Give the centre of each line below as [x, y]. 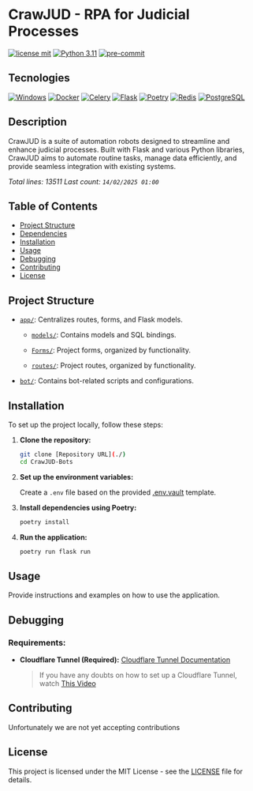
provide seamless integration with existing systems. [92, 166]
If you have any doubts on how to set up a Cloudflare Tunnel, [138, 675]
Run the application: [54, 537]
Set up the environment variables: [76, 476]
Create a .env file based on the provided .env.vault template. [118, 492]
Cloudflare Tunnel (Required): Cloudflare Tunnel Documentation [125, 660]
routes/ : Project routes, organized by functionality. [113, 366]
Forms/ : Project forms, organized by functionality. [111, 350]
